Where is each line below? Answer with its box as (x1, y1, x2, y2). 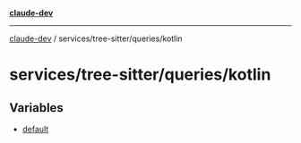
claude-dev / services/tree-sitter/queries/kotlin (9, 33, 183, 44)
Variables (9, 100, 64, 115)
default (21, 124, 49, 134)
